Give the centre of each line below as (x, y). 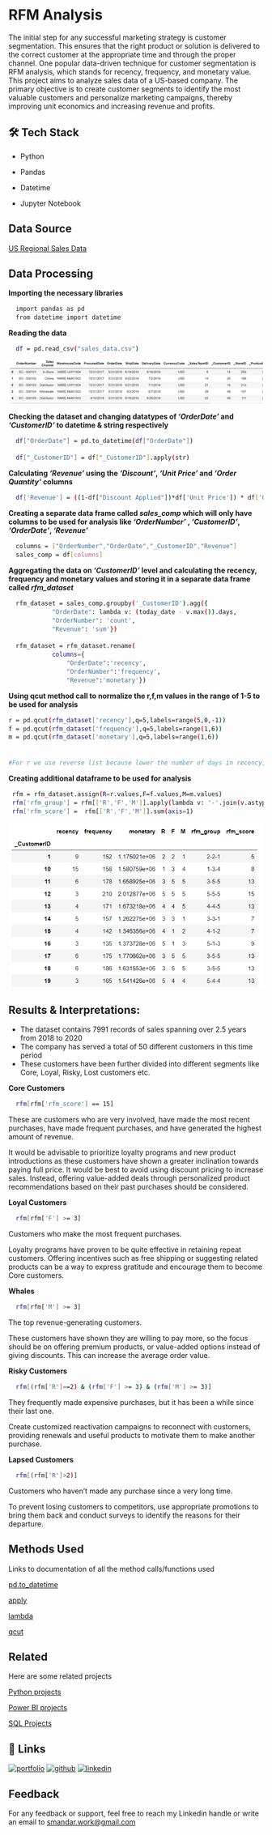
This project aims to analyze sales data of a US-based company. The (123, 80)
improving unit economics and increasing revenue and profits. (112, 106)
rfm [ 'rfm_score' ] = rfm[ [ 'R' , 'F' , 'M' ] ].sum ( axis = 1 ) (103, 811)
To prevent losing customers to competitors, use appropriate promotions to (134, 1506)
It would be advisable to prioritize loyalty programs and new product (122, 1152)
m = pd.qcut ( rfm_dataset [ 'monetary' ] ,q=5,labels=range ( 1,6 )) (114, 737)
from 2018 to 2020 (51, 1038)
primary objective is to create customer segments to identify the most (125, 89)
